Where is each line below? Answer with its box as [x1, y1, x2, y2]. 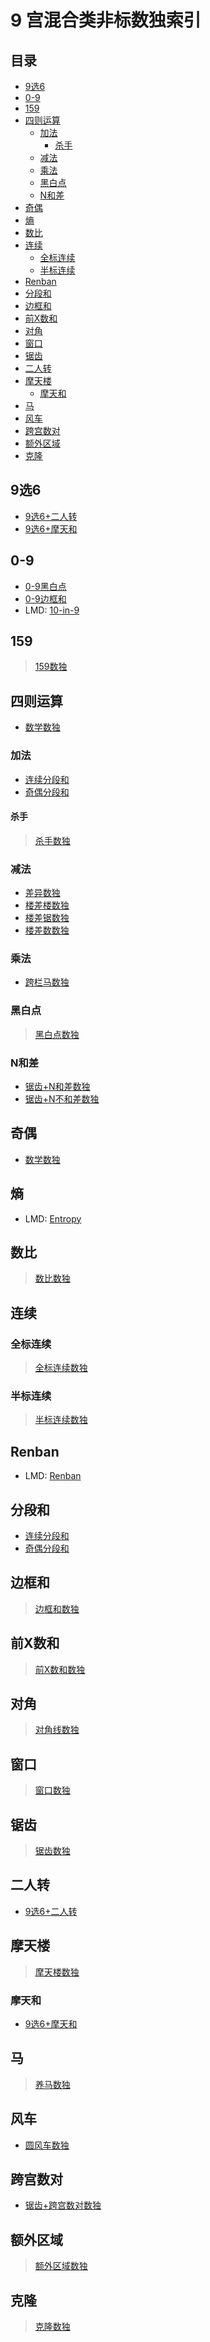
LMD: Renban [24, 1470, 82, 1482]
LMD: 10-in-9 [24, 604, 80, 616]
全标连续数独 [34, 1362, 88, 1374]
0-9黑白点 [24, 580, 67, 592]
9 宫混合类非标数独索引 [10, 9, 202, 32]
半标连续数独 [34, 1414, 88, 1426]
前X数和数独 [34, 1663, 86, 1675]
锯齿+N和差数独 [24, 1080, 91, 1092]
